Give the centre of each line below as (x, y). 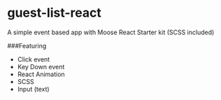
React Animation (41, 74)
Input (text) (34, 89)
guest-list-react (54, 13)
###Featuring (27, 45)
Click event (34, 59)
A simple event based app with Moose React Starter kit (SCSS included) (111, 32)
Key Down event (41, 66)
